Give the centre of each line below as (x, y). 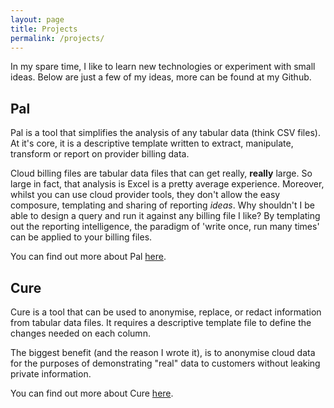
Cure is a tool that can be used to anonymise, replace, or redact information (166, 312)
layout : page (37, 19)
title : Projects (44, 29)
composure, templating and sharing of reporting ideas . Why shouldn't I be (163, 205)
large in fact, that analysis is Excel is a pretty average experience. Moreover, (167, 184)
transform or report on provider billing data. (100, 154)
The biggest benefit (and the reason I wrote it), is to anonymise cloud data (163, 352)
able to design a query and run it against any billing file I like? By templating (165, 216)
